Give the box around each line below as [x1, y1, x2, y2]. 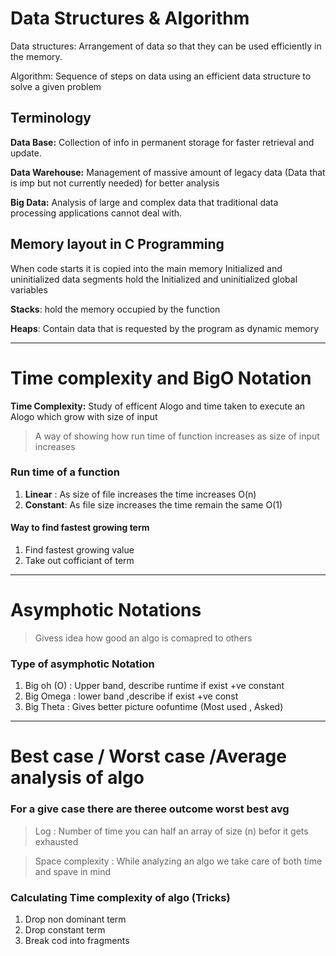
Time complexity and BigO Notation [10, 367, 312, 389]
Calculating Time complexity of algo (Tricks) [10, 890, 231, 904]
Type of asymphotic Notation [10, 657, 155, 671]
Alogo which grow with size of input [10, 410, 158, 422]
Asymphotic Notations [10, 599, 202, 622]
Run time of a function [10, 465, 120, 479]
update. [10, 147, 42, 159]
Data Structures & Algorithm [10, 7, 250, 30]
